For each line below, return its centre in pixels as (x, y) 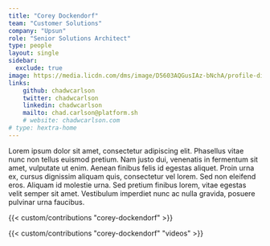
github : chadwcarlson (59, 90)
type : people (30, 46)
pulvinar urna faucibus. (47, 202)
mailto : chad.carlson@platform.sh (80, 113)
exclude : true (39, 68)
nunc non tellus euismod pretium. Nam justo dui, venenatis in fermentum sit (133, 159)
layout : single (34, 53)
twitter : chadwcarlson (61, 98)
